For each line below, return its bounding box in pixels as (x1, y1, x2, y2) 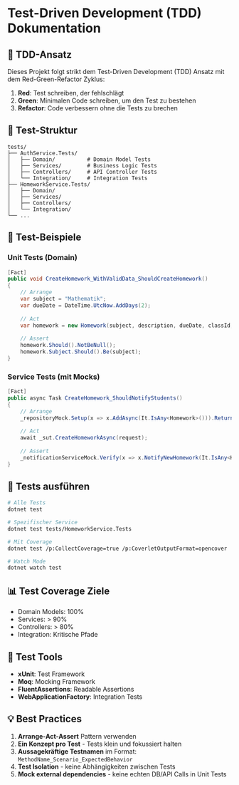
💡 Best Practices (7, 713, 82, 725)
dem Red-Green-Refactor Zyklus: (7, 75, 105, 83)
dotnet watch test (7, 564, 62, 571)
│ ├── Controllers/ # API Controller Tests (7, 168, 158, 175)
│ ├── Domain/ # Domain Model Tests (7, 155, 152, 163)
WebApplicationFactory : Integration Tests (17, 692, 143, 701)
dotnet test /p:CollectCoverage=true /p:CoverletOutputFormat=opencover (7, 545, 228, 552)
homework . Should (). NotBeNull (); (20, 342, 116, 349)
